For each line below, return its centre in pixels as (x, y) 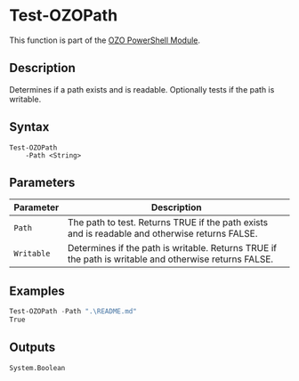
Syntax (29, 127)
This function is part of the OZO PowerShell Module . (105, 40)
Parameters (42, 182)
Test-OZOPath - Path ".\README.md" (73, 312)
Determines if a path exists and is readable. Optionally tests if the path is (142, 89)
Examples (37, 291)
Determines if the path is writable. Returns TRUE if (172, 248)
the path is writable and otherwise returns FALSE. (170, 259)
